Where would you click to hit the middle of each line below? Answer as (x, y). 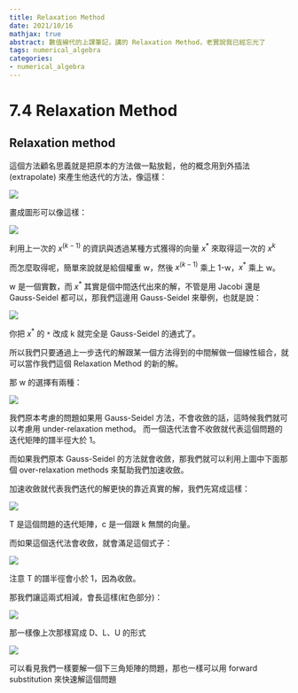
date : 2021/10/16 (41, 26)
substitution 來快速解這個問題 (63, 679)
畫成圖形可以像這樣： (48, 212)
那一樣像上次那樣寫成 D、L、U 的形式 (78, 632)
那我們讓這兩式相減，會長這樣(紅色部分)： (86, 597)
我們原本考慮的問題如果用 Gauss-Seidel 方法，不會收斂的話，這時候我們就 (145, 417)
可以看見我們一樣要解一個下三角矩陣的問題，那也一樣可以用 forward (133, 668)
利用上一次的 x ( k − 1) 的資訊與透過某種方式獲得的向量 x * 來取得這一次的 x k (143, 247)
